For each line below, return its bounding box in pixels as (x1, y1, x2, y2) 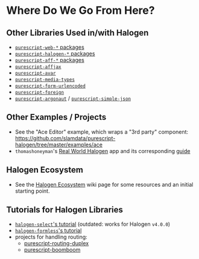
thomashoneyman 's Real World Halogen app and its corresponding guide (14, 147, 191, 154)
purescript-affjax (14, 64, 62, 70)
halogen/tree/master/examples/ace (14, 141, 103, 148)
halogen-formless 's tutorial (14, 227, 82, 234)
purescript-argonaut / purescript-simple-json (14, 95, 131, 102)
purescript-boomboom (24, 246, 81, 254)
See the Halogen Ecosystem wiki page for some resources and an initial (14, 181, 194, 188)
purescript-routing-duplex (24, 240, 89, 247)
